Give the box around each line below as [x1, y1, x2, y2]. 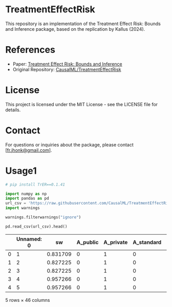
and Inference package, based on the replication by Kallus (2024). [5, 26, 145, 32]
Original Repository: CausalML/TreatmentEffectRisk [12, 66, 121, 72]
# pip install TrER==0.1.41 [5, 182, 66, 187]
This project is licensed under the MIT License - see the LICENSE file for [5, 101, 158, 107]
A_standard [133, 238, 162, 245]
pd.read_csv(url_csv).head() [5, 224, 68, 229]
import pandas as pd [5, 196, 50, 201]
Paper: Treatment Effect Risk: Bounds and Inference [12, 60, 123, 67]
